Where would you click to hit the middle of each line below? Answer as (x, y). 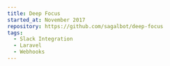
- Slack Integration (43, 39)
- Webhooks (29, 52)
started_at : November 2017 (46, 20)
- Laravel (28, 45)
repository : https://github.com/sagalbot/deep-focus (85, 26)
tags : (15, 33)
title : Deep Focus (34, 13)
